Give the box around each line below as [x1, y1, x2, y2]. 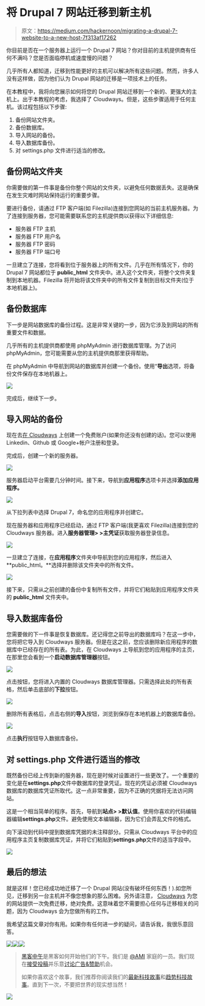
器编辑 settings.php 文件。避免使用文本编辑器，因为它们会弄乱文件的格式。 [6, 815, 195, 822]
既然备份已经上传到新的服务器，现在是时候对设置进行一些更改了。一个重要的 [6, 772, 199, 779]
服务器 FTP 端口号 [15, 248, 61, 255]
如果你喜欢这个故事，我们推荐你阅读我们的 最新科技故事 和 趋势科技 [21, 973, 187, 980]
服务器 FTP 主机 [15, 225, 56, 233]
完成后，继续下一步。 [6, 394, 60, 401]
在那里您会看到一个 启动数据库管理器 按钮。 [6, 654, 113, 661]
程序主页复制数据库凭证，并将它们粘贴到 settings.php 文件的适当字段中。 [11, 836, 195, 843]
